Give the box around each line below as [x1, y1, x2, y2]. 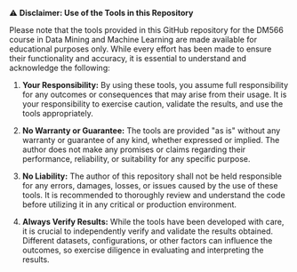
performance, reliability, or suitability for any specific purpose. [21, 154, 251, 164]
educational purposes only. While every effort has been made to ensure [9, 44, 272, 54]
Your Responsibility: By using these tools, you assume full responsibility [21, 80, 289, 90]
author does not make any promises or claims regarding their [21, 144, 246, 155]
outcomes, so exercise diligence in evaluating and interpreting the [21, 244, 264, 255]
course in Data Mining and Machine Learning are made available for [9, 35, 258, 44]
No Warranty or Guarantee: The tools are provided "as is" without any [21, 125, 281, 136]
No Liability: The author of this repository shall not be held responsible [21, 171, 283, 181]
